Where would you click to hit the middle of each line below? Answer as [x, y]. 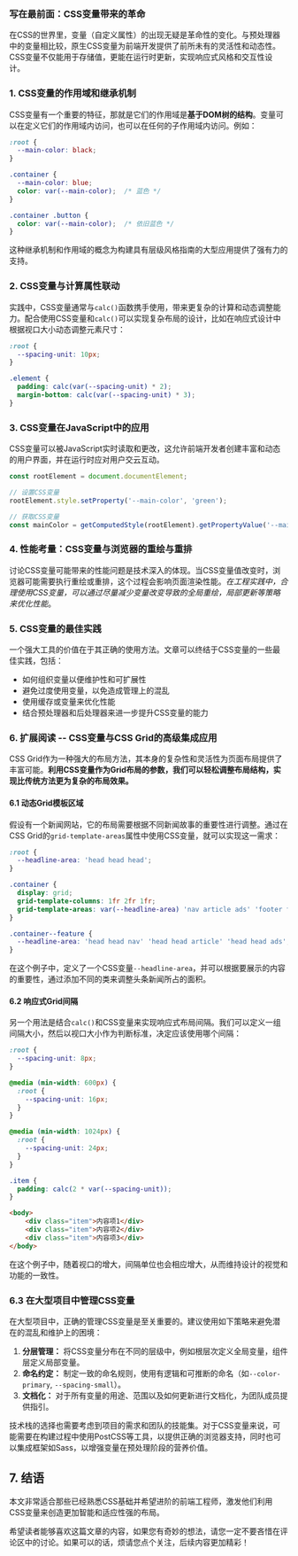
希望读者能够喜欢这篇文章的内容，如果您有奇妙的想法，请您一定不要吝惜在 [145, 1531]
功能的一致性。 [36, 1275]
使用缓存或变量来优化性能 [69, 702]
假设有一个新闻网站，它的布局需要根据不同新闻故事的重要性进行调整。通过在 [149, 824]
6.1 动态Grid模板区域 [46, 803]
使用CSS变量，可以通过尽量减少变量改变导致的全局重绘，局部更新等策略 [149, 592]
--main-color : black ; [57, 151]
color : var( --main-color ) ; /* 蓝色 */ [89, 191]
